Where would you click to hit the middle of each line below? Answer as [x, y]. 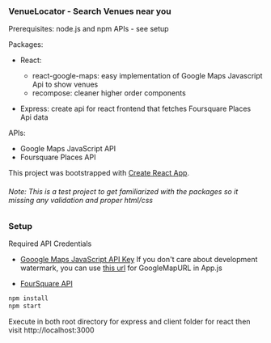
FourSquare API [46, 283]
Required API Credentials [50, 243]
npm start [25, 306]
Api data [34, 117]
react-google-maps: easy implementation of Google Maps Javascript [147, 76]
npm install [28, 298]
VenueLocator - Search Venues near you [90, 11]
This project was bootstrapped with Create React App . [99, 173]
